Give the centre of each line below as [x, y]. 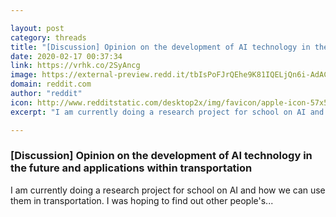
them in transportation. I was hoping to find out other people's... [142, 200]
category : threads [48, 37]
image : [24, 75]
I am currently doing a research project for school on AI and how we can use [168, 190]
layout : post [37, 28]
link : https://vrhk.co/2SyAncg [75, 66]
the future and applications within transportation [131, 168]
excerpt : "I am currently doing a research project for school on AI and [167, 112]
